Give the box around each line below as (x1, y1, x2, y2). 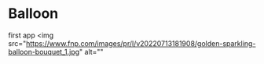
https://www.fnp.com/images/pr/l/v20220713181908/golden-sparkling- (26, 38, 256, 48)
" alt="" (79, 47, 104, 56)
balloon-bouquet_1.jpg (8, 47, 80, 56)
